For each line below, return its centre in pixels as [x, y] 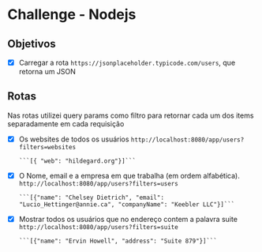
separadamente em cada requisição [66, 123]
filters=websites [47, 147]
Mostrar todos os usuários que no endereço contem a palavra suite [128, 219]
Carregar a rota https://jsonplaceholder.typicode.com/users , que [127, 62]
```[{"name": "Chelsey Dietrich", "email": [92, 197]
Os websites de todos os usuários [74, 139]
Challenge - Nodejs [72, 15]
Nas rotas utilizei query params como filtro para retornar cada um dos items [131, 115]
